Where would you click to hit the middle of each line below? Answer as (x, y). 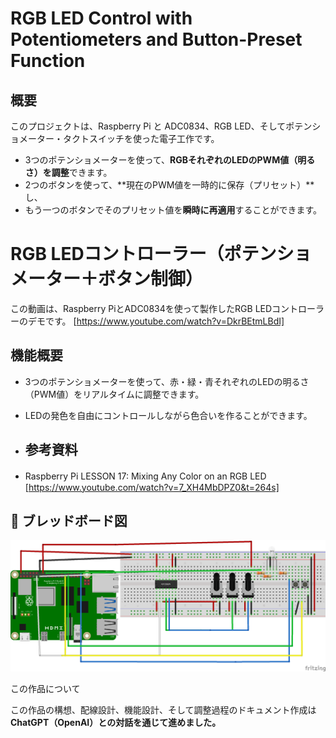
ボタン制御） (151, 279)
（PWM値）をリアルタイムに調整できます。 (114, 394)
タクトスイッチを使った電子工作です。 (141, 138)
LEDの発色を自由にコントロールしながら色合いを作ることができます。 (168, 415)
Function (48, 61)
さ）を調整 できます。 (68, 172)
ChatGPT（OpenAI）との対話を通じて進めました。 (116, 722)
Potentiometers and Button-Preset (156, 39)
